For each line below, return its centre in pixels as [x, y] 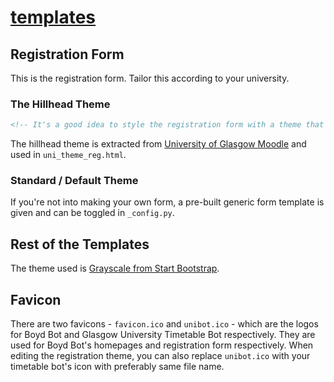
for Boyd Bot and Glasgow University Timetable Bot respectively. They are [163, 335]
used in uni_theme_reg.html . [68, 155]
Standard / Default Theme [74, 181]
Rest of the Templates [80, 244]
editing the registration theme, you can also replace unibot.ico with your [160, 356]
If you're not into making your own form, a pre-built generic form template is [167, 202]
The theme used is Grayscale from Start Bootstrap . [115, 268]
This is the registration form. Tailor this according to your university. [150, 78]
